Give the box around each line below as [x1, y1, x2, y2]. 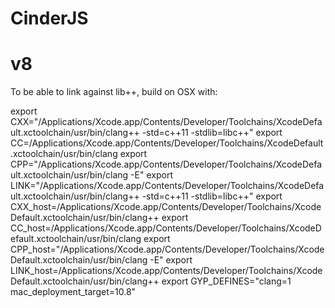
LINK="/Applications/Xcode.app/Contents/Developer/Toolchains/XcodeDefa [10, 180, 325, 192]
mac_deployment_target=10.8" [10, 286, 137, 298]
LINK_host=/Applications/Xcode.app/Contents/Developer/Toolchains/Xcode [10, 265, 323, 277]
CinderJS [10, 7, 89, 30]
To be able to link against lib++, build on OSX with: [10, 86, 218, 98]
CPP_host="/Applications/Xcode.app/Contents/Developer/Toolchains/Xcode [10, 243, 325, 256]
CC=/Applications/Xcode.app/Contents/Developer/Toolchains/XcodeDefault [10, 137, 324, 149]
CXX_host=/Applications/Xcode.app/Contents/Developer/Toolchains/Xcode [10, 201, 322, 213]
